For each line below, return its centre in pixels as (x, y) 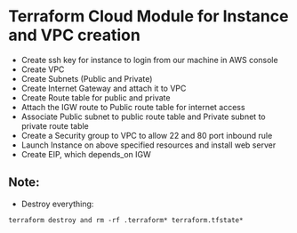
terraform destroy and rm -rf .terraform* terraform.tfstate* (126, 220)
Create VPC (43, 69)
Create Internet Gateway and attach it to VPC (104, 88)
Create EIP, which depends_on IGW (86, 154)
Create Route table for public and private (96, 97)
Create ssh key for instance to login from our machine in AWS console (149, 60)
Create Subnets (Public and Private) (87, 78)
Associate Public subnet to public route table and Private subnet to (143, 116)
